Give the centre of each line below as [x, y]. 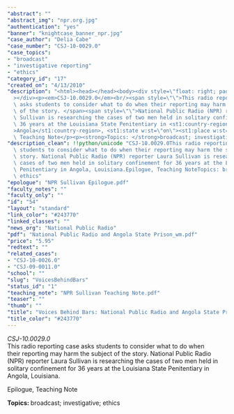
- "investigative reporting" [49, 66]
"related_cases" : [32, 254]
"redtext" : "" [28, 247]
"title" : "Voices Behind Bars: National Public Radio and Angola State [113, 312]
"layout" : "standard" [39, 209]
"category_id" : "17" [37, 79]
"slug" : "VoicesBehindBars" [48, 280]
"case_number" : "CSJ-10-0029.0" [54, 46]
